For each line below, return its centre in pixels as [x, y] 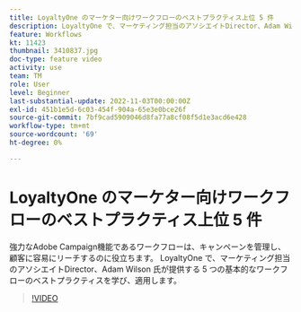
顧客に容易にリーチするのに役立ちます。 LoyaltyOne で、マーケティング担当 [150, 257]
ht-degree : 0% [36, 143]
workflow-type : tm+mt [50, 126]
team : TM [26, 76]
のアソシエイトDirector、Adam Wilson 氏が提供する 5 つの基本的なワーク [145, 269]
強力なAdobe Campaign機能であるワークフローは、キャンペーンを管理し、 [147, 247]
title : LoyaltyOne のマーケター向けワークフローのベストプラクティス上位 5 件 [142, 17]
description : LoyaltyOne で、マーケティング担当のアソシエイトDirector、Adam [145, 26]
